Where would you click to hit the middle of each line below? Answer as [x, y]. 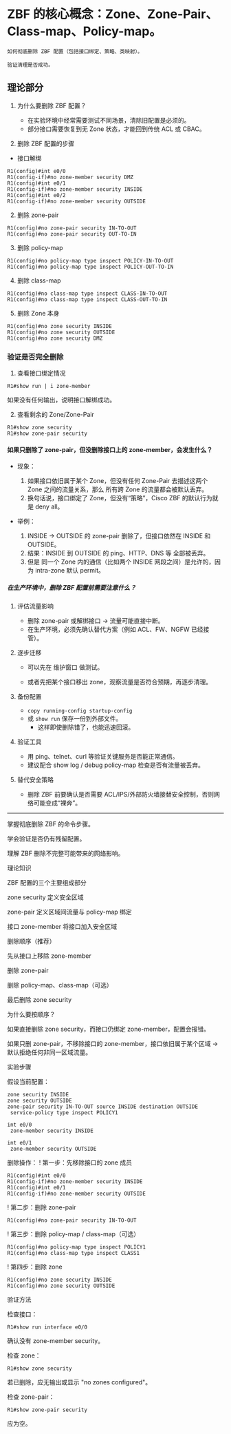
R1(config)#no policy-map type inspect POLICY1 [77, 1247]
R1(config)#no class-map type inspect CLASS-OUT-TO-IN [87, 299]
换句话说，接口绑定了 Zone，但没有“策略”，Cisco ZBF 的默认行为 [120, 498]
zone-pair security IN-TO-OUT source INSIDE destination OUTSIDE [102, 1107]
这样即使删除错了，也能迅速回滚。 [86, 727]
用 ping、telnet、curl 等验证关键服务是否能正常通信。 [103, 757]
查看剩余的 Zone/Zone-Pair [55, 415]
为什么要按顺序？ [31, 1014]
